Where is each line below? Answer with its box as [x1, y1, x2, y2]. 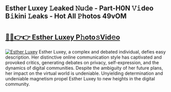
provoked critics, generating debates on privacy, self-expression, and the [5, 60, 159, 65]
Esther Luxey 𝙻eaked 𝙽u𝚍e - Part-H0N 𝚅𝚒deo [5, 4, 154, 13]
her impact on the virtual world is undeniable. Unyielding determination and [5, 70, 163, 76]
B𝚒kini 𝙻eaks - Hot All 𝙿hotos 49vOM [5, 12, 127, 21]
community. [5, 81, 30, 87]
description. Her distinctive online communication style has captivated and [5, 54, 162, 60]
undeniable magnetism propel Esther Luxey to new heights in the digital [5, 76, 155, 81]
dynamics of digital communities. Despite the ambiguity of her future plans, [5, 65, 163, 71]
